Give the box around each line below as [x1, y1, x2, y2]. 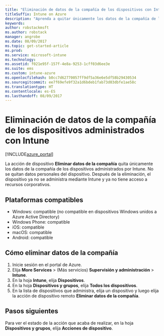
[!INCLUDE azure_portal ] [5, 151, 54, 157]
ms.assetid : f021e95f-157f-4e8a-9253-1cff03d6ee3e [5, 62, 110, 66]
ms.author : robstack [5, 30, 47, 35]
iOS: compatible [12, 224, 45, 230]
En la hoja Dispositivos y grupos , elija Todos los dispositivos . [12, 282, 138, 288]
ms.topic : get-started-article [5, 43, 69, 48]
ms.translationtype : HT [5, 84, 54, 89]
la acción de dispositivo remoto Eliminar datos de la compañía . [12, 293, 140, 298]
